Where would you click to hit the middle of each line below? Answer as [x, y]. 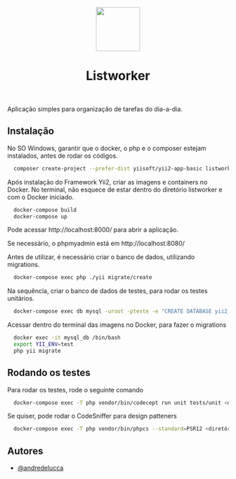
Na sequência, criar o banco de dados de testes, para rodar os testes [108, 291]
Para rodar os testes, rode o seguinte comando [76, 390]
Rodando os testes [49, 373]
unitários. [21, 299]
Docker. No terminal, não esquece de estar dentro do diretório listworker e [115, 189]
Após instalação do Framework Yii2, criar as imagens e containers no [107, 182]
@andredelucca [40, 468]
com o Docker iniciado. [41, 197]
